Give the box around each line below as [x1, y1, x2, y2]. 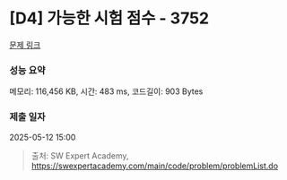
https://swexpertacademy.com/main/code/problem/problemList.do [30, 160, 279, 171]
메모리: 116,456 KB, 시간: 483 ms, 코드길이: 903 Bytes [9, 86, 204, 97]
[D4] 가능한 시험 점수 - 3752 [9, 8, 209, 29]
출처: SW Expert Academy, [30, 150, 129, 161]
